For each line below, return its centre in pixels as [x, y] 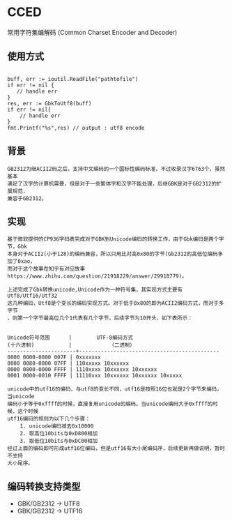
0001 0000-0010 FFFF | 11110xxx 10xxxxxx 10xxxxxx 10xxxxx [95, 376]
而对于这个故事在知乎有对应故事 [46, 269]
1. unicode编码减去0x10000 [57, 426]
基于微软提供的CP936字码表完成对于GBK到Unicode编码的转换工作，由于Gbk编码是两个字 [116, 239]
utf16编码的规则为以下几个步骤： [49, 419]
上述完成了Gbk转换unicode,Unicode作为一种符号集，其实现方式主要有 [95, 290]
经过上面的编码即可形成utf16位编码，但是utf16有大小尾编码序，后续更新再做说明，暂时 [116, 448]
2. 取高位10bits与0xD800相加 [59, 434]
